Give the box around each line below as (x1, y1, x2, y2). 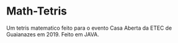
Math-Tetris (6, 4, 67, 18)
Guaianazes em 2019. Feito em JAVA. (6, 30, 99, 38)
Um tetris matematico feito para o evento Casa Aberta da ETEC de (6, 24, 172, 31)
